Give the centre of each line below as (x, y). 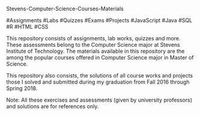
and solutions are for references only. (53, 106)
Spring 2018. (22, 88)
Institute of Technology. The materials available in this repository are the (95, 51)
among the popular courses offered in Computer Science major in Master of (100, 57)
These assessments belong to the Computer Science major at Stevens (93, 45)
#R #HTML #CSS (27, 27)
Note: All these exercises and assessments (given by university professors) (99, 100)
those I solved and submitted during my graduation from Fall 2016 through (98, 82)
